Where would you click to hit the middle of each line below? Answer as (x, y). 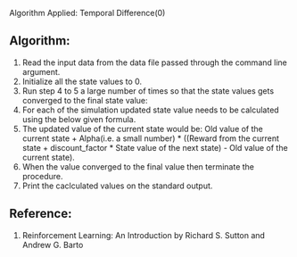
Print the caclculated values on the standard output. (117, 186)
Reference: (41, 214)
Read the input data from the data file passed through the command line (154, 62)
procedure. (43, 176)
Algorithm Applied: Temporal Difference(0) (87, 13)
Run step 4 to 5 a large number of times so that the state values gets (148, 91)
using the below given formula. (79, 119)
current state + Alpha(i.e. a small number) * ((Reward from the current (150, 138)
